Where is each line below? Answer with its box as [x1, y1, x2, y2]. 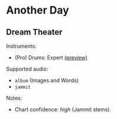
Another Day [6, 4, 69, 17]
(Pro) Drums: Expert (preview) [14, 54, 88, 61]
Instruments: [6, 42, 37, 49]
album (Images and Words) [14, 77, 79, 84]
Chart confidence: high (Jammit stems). [14, 106, 112, 113]
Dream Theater [6, 27, 63, 37]
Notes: [6, 95, 22, 101]
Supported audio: [6, 65, 48, 72]
